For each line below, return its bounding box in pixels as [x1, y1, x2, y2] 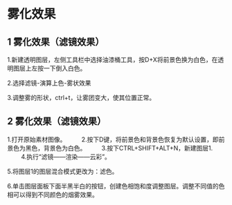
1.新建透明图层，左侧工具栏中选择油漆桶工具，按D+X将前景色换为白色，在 [7, 56, 218, 64]
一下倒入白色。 [43, 64, 87, 72]
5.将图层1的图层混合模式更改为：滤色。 [7, 167, 118, 175]
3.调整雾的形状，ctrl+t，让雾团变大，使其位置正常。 [7, 94, 156, 101]
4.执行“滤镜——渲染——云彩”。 [20, 153, 111, 161]
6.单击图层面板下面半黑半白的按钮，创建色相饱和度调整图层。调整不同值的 [7, 182, 220, 190]
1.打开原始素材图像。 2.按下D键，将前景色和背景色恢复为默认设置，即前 [7, 135, 225, 144]
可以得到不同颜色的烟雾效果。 [12, 191, 98, 199]
